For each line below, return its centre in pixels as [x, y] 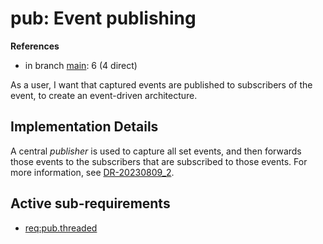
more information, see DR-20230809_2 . [92, 172]
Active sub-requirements [90, 203]
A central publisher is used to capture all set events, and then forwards [156, 151]
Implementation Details [84, 127]
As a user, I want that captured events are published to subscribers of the [161, 84]
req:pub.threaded [61, 228]
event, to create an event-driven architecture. [104, 95]
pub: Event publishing [103, 18]
